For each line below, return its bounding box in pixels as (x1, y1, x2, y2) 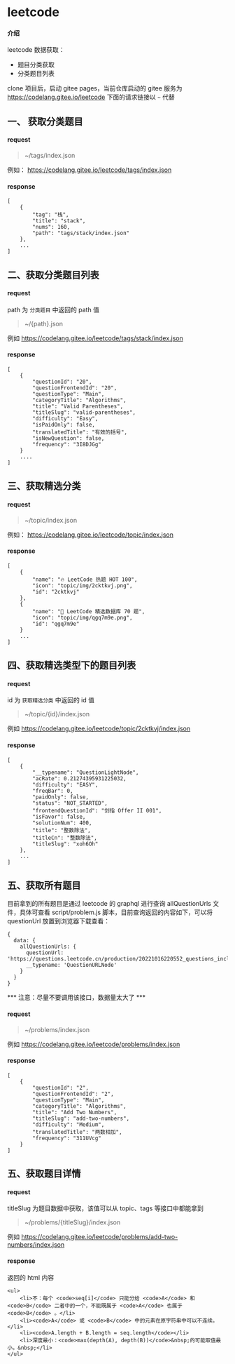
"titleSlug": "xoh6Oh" (32, 840, 99, 848)
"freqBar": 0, (32, 787, 73, 794)
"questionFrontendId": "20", (32, 384, 117, 392)
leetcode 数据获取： (7, 46, 65, 54)
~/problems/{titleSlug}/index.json (24, 1218, 121, 1226)
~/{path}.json (24, 319, 63, 328)
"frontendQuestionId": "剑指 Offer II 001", (32, 807, 162, 814)
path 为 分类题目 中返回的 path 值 (7, 305, 100, 314)
